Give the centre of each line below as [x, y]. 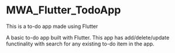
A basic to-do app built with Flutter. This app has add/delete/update [88, 37]
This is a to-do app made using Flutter [52, 26]
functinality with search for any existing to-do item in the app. [80, 44]
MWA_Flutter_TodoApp [64, 10]
